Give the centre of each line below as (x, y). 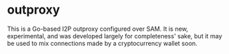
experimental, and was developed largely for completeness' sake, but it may (115, 36)
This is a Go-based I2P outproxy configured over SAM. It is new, (98, 29)
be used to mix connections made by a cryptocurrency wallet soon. (102, 43)
